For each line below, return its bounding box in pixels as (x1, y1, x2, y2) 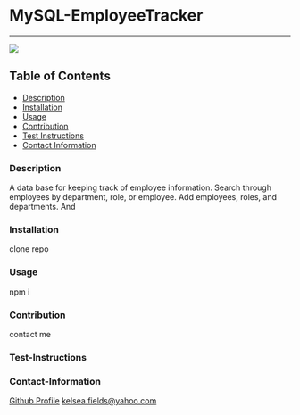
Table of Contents (9, 69, 112, 84)
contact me (9, 328, 52, 339)
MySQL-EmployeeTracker (9, 5, 204, 26)
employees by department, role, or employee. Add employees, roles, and (9, 192, 278, 203)
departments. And (9, 202, 76, 212)
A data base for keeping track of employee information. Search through (9, 182, 272, 193)
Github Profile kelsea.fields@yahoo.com (9, 395, 157, 406)
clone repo (9, 244, 49, 254)
